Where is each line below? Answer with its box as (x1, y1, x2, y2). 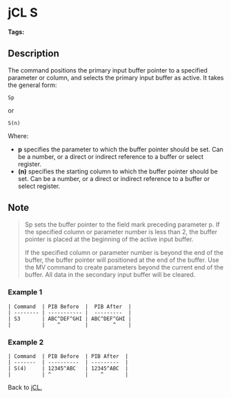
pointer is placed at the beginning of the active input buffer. (24, 235, 194, 243)
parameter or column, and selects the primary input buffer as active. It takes (8, 73, 224, 82)
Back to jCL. (8, 383, 42, 392)
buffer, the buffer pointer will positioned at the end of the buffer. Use (24, 256, 219, 264)
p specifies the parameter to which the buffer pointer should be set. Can (17, 145, 223, 153)
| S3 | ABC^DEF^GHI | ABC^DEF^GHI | (8, 315, 132, 322)
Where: (8, 131, 29, 140)
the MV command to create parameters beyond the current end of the (24, 263, 223, 271)
